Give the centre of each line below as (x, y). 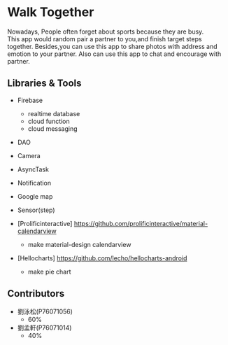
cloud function (49, 121)
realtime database (54, 113)
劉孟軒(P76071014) (44, 328)
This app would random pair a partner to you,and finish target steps (105, 38)
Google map (35, 196)
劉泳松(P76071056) (45, 311)
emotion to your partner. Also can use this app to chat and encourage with (114, 54)
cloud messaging (53, 128)
